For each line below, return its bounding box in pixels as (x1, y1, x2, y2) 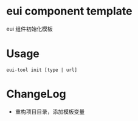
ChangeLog (6, 87, 66, 101)
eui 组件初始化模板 (6, 25, 53, 32)
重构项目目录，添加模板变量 (15, 108, 85, 115)
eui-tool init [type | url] (6, 67, 78, 73)
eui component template (6, 4, 133, 18)
